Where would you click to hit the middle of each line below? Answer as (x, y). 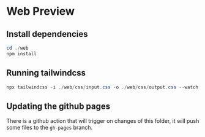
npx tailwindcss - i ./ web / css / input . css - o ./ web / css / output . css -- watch (102, 87)
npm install (21, 53)
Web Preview (41, 11)
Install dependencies (47, 34)
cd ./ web (17, 48)
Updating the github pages (58, 106)
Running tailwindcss (46, 73)
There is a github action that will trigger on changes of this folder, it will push (103, 121)
